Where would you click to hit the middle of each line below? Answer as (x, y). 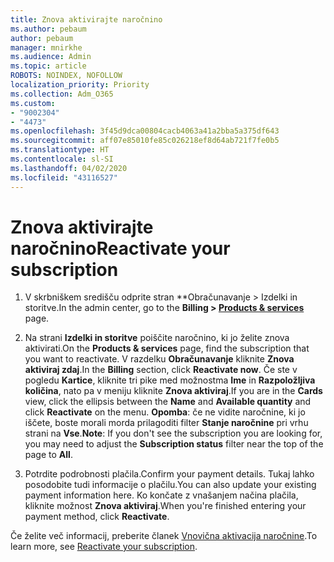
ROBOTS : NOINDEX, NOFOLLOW (66, 76)
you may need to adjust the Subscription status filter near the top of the (174, 444)
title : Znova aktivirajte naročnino (86, 19)
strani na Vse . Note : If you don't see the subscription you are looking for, (173, 433)
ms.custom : (33, 103)
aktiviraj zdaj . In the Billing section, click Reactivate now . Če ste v (161, 370)
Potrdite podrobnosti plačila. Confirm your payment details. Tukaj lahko (169, 474)
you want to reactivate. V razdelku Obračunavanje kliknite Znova (159, 359)
